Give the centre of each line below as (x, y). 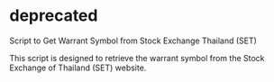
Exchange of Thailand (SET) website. (78, 68)
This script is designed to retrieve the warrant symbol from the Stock (137, 58)
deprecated (54, 16)
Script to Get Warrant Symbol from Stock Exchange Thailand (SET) (133, 41)
